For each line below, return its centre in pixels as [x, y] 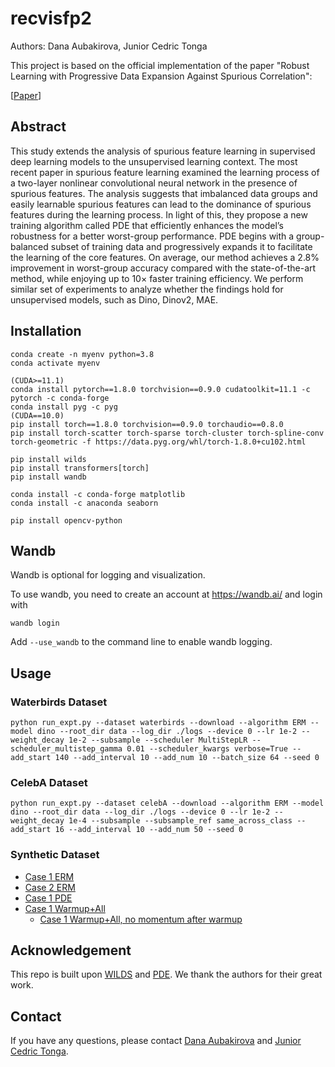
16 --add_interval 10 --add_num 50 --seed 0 [149, 830]
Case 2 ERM [50, 887]
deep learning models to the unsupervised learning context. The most [154, 161]
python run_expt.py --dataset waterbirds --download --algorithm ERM [158, 723]
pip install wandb [48, 477]
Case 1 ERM [49, 876]
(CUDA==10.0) [37, 415]
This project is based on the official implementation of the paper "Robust [160, 65]
